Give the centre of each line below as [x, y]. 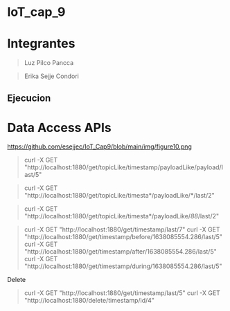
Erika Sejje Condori [52, 76]
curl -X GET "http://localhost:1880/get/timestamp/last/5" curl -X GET [122, 293]
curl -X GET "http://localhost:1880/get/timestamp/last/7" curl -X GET [122, 229]
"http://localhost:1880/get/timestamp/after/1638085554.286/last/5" [120, 252]
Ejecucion [29, 98]
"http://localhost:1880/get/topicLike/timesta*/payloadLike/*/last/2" [119, 196]
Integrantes [41, 44]
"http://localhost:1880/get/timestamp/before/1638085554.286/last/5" [123, 237]
